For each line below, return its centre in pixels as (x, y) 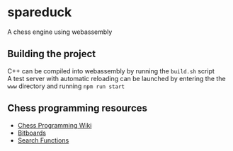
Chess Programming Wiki (55, 125)
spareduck (40, 12)
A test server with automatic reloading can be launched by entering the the (116, 78)
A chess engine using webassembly (60, 32)
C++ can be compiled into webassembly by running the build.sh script (111, 71)
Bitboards (32, 133)
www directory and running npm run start (66, 86)
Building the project (52, 54)
